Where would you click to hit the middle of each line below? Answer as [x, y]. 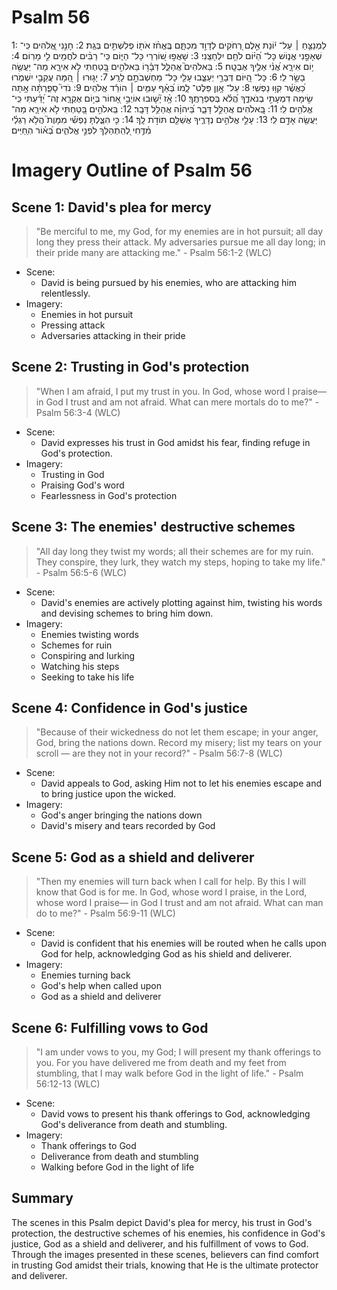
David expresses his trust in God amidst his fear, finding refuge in [175, 442]
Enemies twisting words [89, 634]
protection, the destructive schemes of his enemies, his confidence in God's [168, 1233]
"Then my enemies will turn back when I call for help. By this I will [171, 882]
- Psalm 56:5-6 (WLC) [81, 572]
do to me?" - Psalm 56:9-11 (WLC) [105, 913]
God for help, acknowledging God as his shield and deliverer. [166, 954]
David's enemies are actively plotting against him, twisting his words [181, 602]
